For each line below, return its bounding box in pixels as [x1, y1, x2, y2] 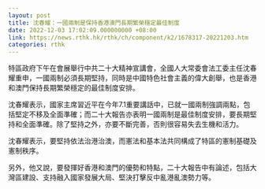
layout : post [8, 11, 51, 20]
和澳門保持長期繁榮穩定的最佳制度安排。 [8, 83, 140, 93]
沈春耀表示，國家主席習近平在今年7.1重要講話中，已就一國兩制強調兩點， [8, 100, 244, 109]
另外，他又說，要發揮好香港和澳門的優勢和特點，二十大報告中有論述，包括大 [8, 163, 257, 172]
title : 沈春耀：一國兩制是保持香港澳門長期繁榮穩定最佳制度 [8, 19, 180, 27]
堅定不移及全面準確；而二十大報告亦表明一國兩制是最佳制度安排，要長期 [14, 109, 250, 119]
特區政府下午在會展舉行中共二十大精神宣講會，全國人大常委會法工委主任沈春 [8, 64, 257, 73]
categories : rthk [8, 41, 65, 49]
